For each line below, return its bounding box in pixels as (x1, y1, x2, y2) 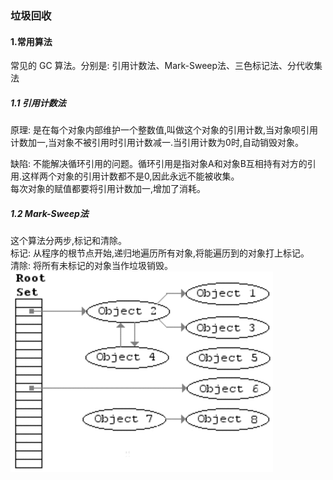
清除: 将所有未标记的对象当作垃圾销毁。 (10, 260, 173, 272)
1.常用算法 (10, 35, 53, 47)
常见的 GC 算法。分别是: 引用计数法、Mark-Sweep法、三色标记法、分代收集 (10, 60, 323, 72)
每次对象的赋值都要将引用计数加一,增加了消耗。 (10, 183, 207, 195)
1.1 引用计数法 (10, 97, 67, 109)
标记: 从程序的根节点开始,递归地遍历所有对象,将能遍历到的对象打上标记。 (10, 247, 310, 259)
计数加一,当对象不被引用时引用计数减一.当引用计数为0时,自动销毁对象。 (10, 137, 304, 149)
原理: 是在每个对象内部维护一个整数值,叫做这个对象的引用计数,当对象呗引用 (10, 124, 319, 136)
